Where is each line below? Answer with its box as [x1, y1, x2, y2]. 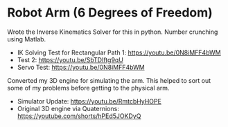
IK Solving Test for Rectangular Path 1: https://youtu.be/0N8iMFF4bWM [17, 48, 221, 57]
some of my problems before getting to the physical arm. [7, 84, 170, 92]
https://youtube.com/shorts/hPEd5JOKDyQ [17, 112, 141, 120]
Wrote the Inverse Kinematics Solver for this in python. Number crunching [7, 28, 218, 36]
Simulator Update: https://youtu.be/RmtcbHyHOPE [17, 97, 161, 105]
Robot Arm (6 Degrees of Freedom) [7, 5, 213, 21]
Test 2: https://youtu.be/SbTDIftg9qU [17, 55, 123, 63]
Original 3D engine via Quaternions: [17, 104, 119, 113]
